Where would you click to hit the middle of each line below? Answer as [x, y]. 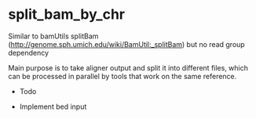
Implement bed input [53, 106]
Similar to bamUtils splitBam [53, 36]
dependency [29, 52]
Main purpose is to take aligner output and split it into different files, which [128, 67]
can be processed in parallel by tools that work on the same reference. [123, 76]
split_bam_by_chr [67, 14]
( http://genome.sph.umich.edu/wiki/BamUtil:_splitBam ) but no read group [126, 44]
